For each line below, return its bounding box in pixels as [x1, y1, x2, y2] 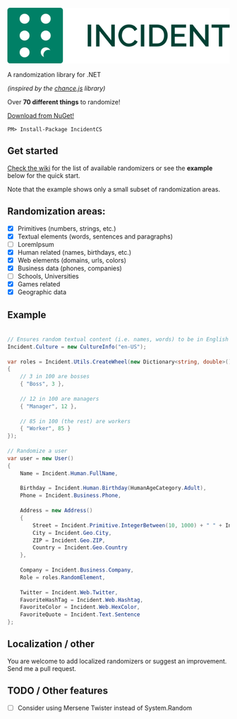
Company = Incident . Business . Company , [20, 567, 134, 574]
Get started [7, 145, 59, 157]
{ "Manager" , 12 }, [20, 403, 78, 410]
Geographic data [17, 288, 67, 296]
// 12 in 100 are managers [20, 395, 99, 402]
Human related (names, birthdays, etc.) [17, 248, 132, 256]
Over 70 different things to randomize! [7, 98, 121, 106]
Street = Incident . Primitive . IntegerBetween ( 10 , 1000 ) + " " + [32, 521, 223, 529]
